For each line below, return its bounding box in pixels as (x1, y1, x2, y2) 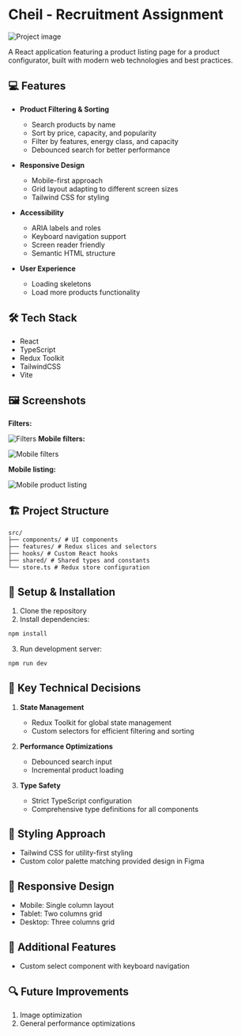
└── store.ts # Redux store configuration (8, 564, 150, 571)
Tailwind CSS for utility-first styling (19, 848, 133, 858)
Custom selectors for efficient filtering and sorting (31, 726, 195, 735)
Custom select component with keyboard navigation (19, 962, 190, 970)
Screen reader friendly (31, 240, 105, 249)
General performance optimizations (19, 1019, 136, 1028)
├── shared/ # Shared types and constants (8, 556, 150, 565)
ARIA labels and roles (31, 223, 101, 233)
